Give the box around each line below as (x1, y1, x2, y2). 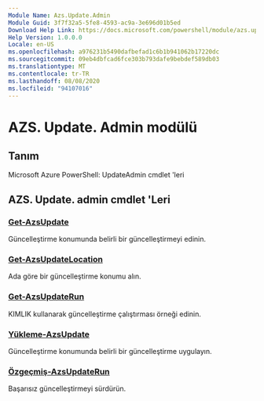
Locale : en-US (8, 41, 55, 49)
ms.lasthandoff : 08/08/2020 (8, 77, 101, 85)
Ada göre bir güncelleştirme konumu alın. (8, 272, 141, 281)
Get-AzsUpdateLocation (8, 253, 104, 264)
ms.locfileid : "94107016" (8, 84, 93, 93)
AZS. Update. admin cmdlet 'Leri (8, 193, 170, 206)
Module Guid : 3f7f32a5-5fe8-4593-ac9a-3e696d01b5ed (8, 19, 181, 27)
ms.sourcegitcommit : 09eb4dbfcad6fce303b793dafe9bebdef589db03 (8, 56, 220, 64)
